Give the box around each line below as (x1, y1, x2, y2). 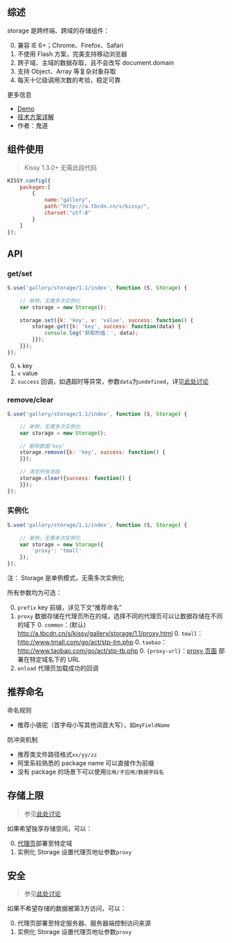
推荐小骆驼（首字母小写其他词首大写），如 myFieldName (17, 720, 170, 729)
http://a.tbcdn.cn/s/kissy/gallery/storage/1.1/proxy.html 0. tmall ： (17, 629, 204, 638)
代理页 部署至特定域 (17, 839, 73, 847)
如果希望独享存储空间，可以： (7, 824, 92, 833)
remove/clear (7, 395, 54, 405)
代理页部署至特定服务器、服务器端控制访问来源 (17, 919, 151, 928)
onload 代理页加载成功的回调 (17, 664, 99, 672)
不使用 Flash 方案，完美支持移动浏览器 (17, 49, 127, 58)
